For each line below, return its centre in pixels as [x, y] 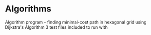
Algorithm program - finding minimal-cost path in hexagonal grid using [76, 22]
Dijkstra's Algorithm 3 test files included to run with [57, 27]
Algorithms [28, 9]
